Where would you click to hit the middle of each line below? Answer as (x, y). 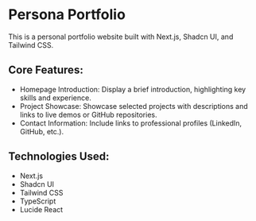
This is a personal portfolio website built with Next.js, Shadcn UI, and (121, 37)
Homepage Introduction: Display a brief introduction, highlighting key (133, 89)
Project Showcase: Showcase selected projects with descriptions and (134, 106)
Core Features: (46, 70)
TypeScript (38, 201)
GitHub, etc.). (42, 131)
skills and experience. (55, 98)
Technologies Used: (59, 157)
